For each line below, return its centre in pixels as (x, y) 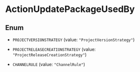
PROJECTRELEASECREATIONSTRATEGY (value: (54, 49)
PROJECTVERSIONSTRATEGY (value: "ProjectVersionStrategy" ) (74, 39)
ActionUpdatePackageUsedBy (70, 9)
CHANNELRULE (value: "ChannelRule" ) (49, 64)
